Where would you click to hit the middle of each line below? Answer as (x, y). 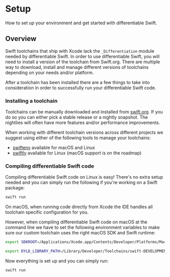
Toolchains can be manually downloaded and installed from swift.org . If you (84, 112)
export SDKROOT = (22, 242)
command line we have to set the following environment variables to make (82, 227)
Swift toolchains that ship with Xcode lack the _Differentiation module (80, 51)
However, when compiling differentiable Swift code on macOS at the (76, 222)
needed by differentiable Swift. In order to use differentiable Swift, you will (82, 56)
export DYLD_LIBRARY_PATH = (34, 251)
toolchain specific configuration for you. (47, 212)
